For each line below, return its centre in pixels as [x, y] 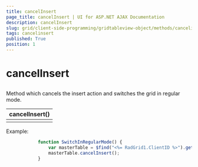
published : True [26, 39]
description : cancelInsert [39, 22]
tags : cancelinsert [30, 34]
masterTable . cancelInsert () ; [84, 153]
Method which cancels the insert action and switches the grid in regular [93, 93]
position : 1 [21, 45]
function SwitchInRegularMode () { [80, 142]
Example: [17, 131]
